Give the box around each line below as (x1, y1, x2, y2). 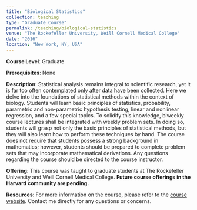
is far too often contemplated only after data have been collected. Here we (6, 87, 186, 94)
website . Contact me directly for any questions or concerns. (6, 197, 152, 204)
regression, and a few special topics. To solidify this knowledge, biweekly (6, 111, 184, 119)
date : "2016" (6, 36, 38, 42)
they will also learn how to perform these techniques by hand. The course (6, 130, 185, 137)
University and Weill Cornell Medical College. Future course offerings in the (6, 173, 191, 181)
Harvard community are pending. (6, 179, 89, 186)
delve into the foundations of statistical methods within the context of (6, 93, 175, 100)
